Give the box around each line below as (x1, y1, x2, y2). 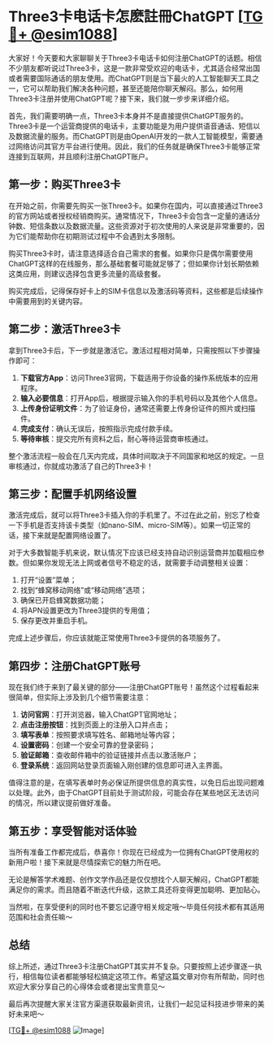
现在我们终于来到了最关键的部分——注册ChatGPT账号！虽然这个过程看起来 (8, 682, 260, 692)
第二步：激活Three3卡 (8, 322, 121, 336)
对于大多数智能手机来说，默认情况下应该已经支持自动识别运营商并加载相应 (8, 547, 258, 557)
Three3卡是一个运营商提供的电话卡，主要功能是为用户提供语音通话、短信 (8, 121, 253, 131)
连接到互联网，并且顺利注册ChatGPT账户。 (8, 151, 153, 161)
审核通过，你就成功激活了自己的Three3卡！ (8, 461, 154, 471)
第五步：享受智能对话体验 (8, 824, 136, 837)
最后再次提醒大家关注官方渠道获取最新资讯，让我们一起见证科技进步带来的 (8, 998, 258, 1008)
